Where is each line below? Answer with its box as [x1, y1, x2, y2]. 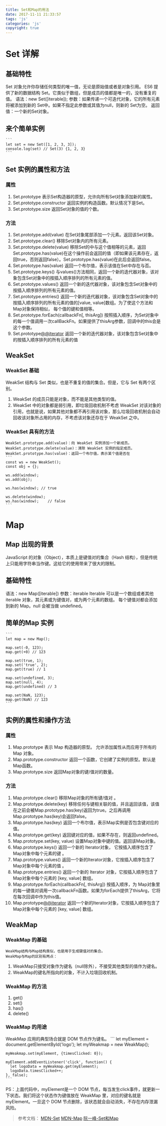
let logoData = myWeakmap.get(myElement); [10, 1064, 99, 1069]
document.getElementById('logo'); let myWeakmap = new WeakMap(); [5, 1041, 150, 1047]
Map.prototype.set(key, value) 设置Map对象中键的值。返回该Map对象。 [12, 838, 159, 844]
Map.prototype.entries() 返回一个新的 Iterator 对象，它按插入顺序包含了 [12, 869, 158, 875]
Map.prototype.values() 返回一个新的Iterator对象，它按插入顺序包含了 [12, 856, 155, 862]
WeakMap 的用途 [5, 1024, 47, 1031]
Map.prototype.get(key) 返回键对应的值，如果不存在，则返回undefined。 [12, 832, 161, 838]
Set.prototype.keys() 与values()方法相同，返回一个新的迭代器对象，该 [12, 269, 155, 274]
